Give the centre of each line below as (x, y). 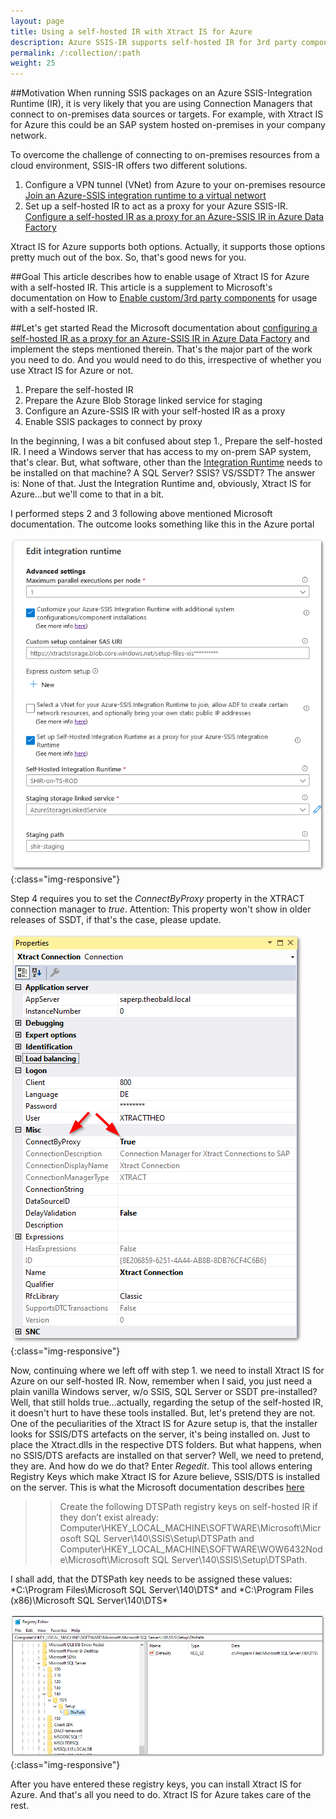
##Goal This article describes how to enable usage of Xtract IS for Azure (160, 277)
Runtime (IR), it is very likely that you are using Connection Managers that (161, 104)
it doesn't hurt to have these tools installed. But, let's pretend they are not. (163, 1413)
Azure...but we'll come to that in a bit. (87, 494)
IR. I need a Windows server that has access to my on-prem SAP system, (161, 452)
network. (29, 136)
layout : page (37, 21)
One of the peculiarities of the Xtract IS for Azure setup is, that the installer (164, 1424)
